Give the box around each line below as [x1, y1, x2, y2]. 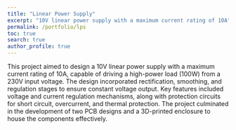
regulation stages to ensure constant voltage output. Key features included [7, 85, 224, 93]
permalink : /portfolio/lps [7, 23, 86, 30]
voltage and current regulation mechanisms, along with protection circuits [7, 92, 221, 100]
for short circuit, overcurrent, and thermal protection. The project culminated [7, 100, 229, 108]
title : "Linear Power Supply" [7, 10, 96, 18]
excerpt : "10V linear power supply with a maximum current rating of [7, 17, 216, 24]
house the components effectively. [7, 115, 107, 123]
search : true [7, 37, 46, 44]
